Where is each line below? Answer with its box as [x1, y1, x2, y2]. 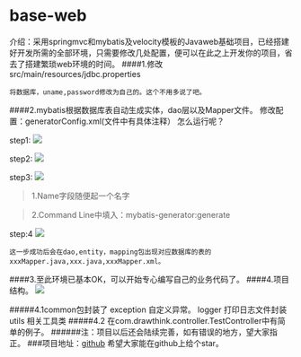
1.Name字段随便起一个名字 [31, 190, 130, 201]
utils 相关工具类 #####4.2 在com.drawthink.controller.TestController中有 [9, 315, 279, 326]
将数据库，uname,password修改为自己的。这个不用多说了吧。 [9, 87, 207, 97]
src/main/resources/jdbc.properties [9, 68, 141, 79]
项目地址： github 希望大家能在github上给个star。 [41, 337, 225, 348]
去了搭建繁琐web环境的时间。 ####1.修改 [9, 58, 164, 69]
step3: [9, 171, 33, 182]
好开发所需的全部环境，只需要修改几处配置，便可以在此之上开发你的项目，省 [9, 47, 293, 58]
